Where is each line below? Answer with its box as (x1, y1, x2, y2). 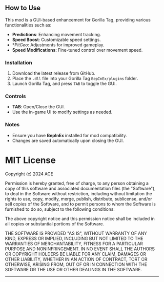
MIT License (5, 155, 56, 165)
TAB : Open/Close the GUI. (12, 104, 65, 110)
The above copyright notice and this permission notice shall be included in (5, 216, 155, 222)
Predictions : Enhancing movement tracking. (12, 31, 101, 37)
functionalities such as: (5, 22, 52, 28)
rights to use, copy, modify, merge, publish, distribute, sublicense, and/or (5, 196, 152, 201)
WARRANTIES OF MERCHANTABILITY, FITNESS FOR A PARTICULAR (5, 241, 143, 246)
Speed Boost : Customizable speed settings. (12, 37, 101, 42)
